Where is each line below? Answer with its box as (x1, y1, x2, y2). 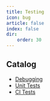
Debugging (14, 75, 43, 82)
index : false (6, 25, 39, 32)
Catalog (6, 59, 37, 70)
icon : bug (6, 15, 31, 21)
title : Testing (6, 8, 45, 15)
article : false (6, 20, 45, 26)
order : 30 (17, 37, 42, 43)
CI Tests (14, 88, 36, 96)
